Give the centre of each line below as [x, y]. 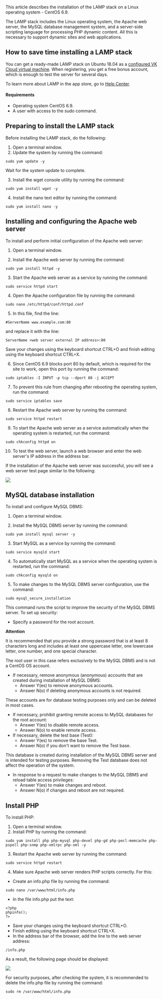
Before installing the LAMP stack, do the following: [56, 138]
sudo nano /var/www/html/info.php [40, 890]
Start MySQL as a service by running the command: [64, 543]
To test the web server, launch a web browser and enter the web [77, 451]
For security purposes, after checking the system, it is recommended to [77, 978]
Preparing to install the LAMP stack [60, 126]
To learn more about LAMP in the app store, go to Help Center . [68, 84]
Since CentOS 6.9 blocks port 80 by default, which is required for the [81, 363]
